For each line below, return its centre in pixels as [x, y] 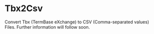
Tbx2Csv [24, 8]
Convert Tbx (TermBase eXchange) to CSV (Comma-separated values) [77, 22]
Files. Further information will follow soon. [47, 27]
